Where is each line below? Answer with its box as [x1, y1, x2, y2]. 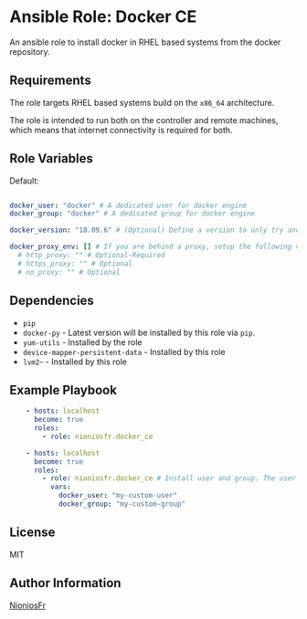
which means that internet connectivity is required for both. [9, 124, 233, 135]
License [9, 525, 56, 540]
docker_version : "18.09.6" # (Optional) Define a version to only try [9, 226, 284, 235]
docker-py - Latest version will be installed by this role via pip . [22, 327, 256, 338]
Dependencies [9, 293, 94, 309]
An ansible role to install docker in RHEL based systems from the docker [9, 37, 281, 47]
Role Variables [9, 151, 93, 166]
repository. [9, 46, 50, 57]
